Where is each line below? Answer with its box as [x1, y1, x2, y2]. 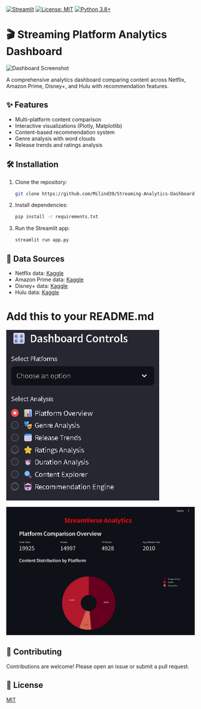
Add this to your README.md [6, 310, 154, 323]
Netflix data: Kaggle [14, 270, 64, 277]
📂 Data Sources [6, 254, 65, 264]
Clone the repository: [14, 178, 68, 185]
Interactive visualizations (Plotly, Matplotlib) [14, 122, 123, 129]
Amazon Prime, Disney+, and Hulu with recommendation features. [6, 82, 169, 89]
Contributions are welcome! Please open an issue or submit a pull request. [6, 663, 190, 670]
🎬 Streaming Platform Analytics [6, 28, 167, 41]
